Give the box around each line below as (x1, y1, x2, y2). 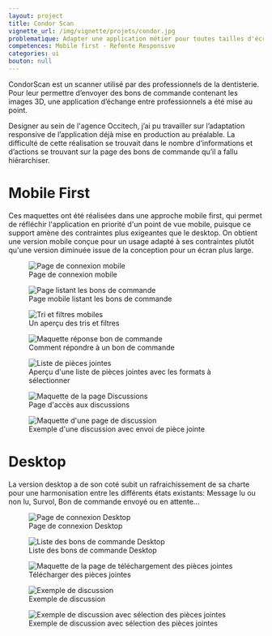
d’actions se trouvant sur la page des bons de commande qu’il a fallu (8, 147, 238, 157)
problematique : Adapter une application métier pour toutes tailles (8, 34, 244, 43)
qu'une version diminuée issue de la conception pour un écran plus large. (8, 245, 253, 255)
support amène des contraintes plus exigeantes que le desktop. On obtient (8, 228, 257, 238)
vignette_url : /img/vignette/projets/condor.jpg (8, 27, 176, 35)
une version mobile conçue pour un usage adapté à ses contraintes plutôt (8, 236, 255, 246)
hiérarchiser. (8, 155, 50, 165)
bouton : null (8, 58, 53, 66)
